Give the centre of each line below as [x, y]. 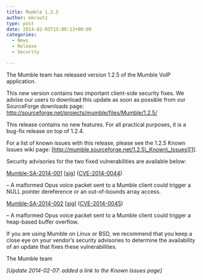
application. [21, 81]
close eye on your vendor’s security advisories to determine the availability [101, 240]
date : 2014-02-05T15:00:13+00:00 [49, 29]
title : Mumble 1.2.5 [33, 12]
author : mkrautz [27, 18]
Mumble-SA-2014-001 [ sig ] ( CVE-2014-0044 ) [64, 173]
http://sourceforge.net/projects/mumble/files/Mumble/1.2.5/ [82, 112]
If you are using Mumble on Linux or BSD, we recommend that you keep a [99, 233]
